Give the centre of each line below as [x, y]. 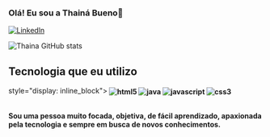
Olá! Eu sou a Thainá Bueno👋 [66, 13]
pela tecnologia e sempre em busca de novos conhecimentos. [114, 124]
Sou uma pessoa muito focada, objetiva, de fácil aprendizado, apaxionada [135, 115]
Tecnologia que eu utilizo [73, 71]
